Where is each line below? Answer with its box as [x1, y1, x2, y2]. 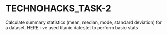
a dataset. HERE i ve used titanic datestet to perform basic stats [5, 24, 138, 30]
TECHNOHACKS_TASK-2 [5, 3, 111, 14]
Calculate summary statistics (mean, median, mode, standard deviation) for [5, 19, 162, 25]
